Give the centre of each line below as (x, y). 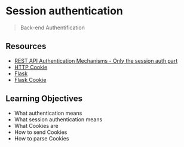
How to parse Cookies (42, 138)
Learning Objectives (44, 99)
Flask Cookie (30, 79)
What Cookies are (36, 125)
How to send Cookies (41, 132)
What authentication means (48, 113)
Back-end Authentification (52, 27)
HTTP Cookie (31, 67)
